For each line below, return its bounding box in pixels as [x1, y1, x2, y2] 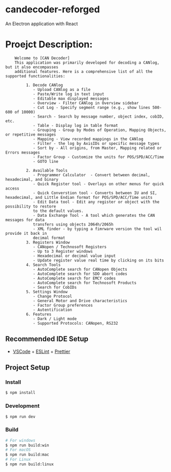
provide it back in [5, 231, 47, 236]
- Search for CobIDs [32, 285, 77, 290]
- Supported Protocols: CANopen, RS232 [32, 320, 118, 326]
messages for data [5, 217, 45, 222]
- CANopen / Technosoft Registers [32, 244, 107, 250]
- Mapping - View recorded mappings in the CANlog [32, 136, 144, 142]
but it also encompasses [5, 64, 59, 70]
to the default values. [32, 208, 84, 214]
